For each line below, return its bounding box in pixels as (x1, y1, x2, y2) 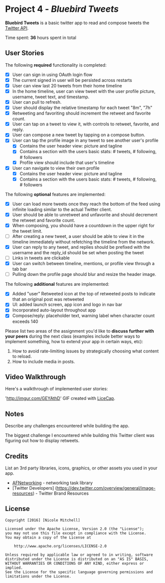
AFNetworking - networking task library (12, 480, 93, 486)
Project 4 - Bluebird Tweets (5, 3, 119, 15)
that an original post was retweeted (12, 296, 84, 302)
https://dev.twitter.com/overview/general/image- (56, 485, 156, 491)
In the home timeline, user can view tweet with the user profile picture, (12, 88, 156, 94)
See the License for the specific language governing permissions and (5, 569, 153, 575)
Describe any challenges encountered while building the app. (5, 423, 130, 429)
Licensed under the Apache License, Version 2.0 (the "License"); (5, 526, 144, 531)
